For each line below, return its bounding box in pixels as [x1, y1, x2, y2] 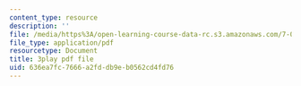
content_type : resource [9, 13, 99, 22]
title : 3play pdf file [9, 55, 94, 64]
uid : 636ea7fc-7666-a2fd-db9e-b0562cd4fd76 [9, 64, 175, 73]
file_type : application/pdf [9, 38, 115, 47]
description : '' [9, 21, 70, 30]
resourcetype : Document [9, 47, 99, 56]
